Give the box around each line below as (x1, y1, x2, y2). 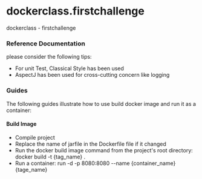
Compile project (15, 134, 56, 141)
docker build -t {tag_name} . (15, 153, 86, 160)
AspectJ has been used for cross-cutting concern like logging (15, 71, 170, 79)
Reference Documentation (6, 39, 86, 48)
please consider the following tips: (6, 53, 92, 60)
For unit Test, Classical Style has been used (15, 65, 124, 72)
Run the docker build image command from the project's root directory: (15, 146, 194, 154)
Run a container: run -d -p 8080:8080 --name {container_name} (15, 159, 176, 167)
